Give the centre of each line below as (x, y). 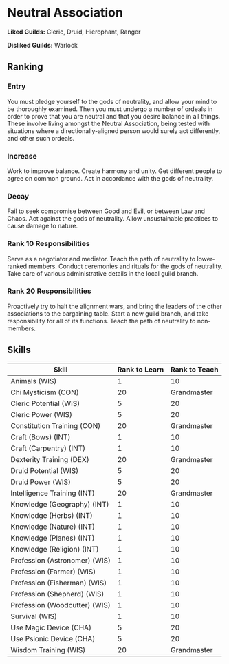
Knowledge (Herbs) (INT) (52, 515)
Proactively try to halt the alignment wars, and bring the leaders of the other (115, 306)
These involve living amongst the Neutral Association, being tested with (109, 123)
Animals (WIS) (34, 381)
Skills (19, 350)
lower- (206, 259)
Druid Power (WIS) (41, 482)
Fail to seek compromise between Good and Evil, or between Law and (106, 211)
